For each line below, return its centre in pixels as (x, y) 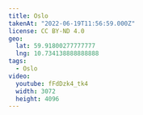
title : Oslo (28, 16)
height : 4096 (38, 99)
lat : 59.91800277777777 (55, 46)
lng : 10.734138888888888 (57, 53)
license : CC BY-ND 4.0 (46, 31)
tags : (17, 62)
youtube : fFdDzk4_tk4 (52, 83)
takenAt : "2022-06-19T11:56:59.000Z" (72, 23)
